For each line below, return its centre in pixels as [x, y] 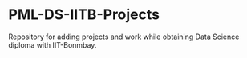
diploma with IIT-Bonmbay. [53, 44]
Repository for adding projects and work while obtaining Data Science [124, 37]
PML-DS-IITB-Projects [84, 15]
